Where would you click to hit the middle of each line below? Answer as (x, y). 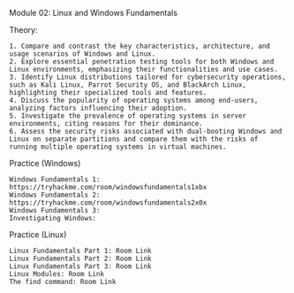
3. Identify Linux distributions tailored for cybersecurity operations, (148, 77)
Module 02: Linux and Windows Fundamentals (94, 13)
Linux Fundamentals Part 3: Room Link (80, 266)
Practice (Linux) (38, 235)
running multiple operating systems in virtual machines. (118, 147)
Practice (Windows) (45, 163)
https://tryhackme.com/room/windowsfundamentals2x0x (108, 203)
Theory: (23, 30)
